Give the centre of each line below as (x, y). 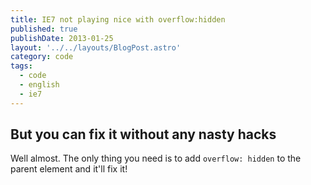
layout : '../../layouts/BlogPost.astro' (96, 47)
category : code (42, 57)
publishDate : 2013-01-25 (62, 38)
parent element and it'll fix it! (69, 169)
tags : (21, 66)
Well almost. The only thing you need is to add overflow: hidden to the (156, 158)
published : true (44, 29)
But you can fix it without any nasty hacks (143, 134)
